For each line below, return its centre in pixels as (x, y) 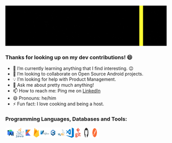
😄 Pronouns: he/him (34, 98)
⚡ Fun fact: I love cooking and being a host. (58, 104)
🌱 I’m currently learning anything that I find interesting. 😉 (73, 68)
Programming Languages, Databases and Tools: (66, 119)
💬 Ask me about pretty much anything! (53, 85)
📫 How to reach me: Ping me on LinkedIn (57, 91)
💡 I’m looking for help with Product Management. (64, 79)
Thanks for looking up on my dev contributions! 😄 (69, 57)
